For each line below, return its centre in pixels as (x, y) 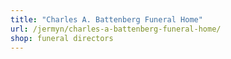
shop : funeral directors (62, 38)
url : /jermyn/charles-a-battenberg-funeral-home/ (116, 29)
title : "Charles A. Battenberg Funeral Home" (106, 19)
